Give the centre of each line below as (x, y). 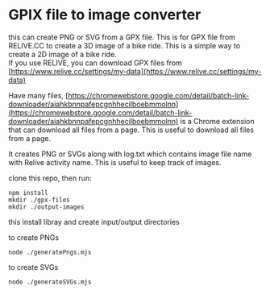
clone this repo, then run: (50, 178)
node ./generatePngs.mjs (50, 252)
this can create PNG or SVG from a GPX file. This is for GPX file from (122, 37)
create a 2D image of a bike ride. (62, 54)
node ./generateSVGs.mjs (50, 282)
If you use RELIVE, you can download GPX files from (96, 63)
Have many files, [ (38, 95)
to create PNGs (33, 237)
